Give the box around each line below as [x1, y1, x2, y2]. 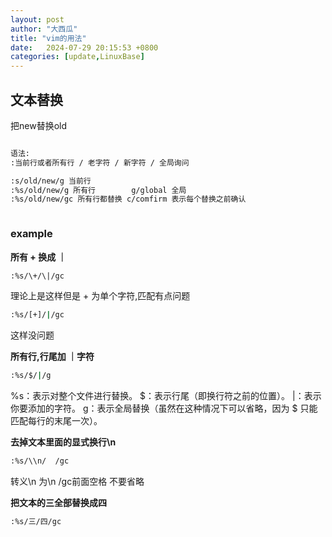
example [10, 227, 53, 241]
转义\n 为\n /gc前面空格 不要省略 [10, 476, 145, 488]
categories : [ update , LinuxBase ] [10, 52, 145, 62]
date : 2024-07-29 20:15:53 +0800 [10, 42, 159, 53]
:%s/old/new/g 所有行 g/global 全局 [10, 185, 187, 195]
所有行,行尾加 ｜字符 [10, 351, 95, 363]
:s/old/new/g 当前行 [10, 176, 92, 186]
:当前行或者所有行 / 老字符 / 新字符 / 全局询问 [10, 157, 190, 168]
